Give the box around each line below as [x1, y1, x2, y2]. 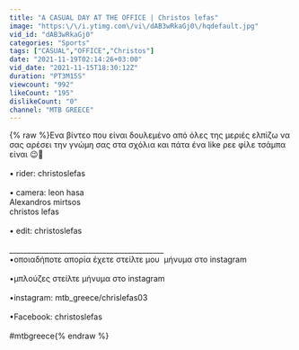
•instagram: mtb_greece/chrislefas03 [9, 292, 148, 303]
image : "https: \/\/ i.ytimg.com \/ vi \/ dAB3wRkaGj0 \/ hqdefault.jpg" [9, 22, 259, 31]
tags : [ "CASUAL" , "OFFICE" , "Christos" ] [9, 47, 154, 56]
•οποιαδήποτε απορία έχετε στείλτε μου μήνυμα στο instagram [9, 254, 247, 265]
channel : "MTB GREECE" [9, 105, 94, 114]
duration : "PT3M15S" [9, 72, 87, 81]
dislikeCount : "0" [9, 96, 78, 106]
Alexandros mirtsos [9, 197, 81, 208]
